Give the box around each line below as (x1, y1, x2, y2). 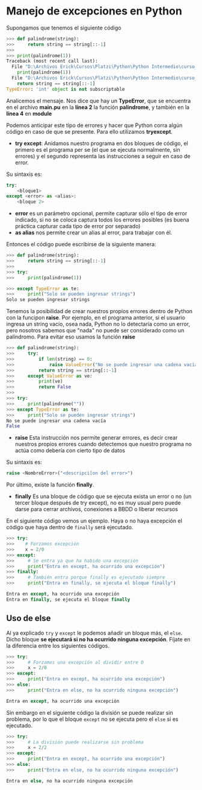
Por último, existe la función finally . (6, 481, 94, 488)
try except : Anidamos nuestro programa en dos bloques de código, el (14, 140, 188, 147)
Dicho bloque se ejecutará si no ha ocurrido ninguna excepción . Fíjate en (6, 635, 191, 642)
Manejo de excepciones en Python (6, 4, 182, 18)
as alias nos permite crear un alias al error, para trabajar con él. (14, 229, 173, 236)
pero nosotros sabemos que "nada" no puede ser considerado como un (6, 327, 185, 334)
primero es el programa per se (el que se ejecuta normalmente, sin (14, 146, 180, 153)
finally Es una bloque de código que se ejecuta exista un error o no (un (14, 493, 192, 500)
